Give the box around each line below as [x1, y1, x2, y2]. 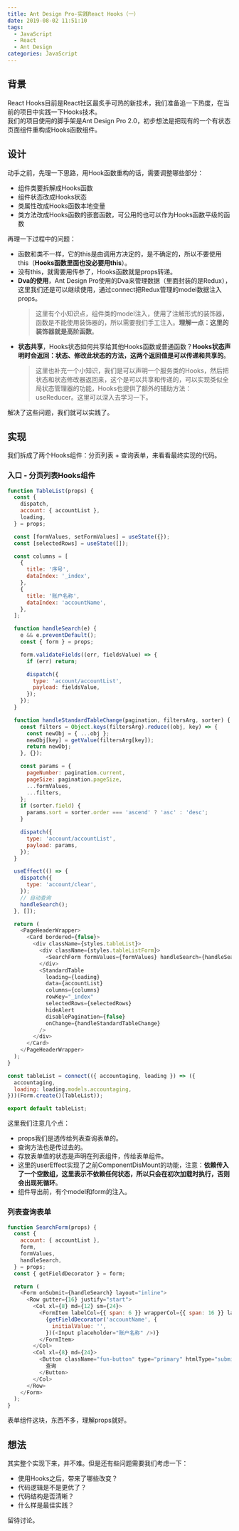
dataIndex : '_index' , [26, 573, 91, 580]
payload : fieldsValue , [33, 684, 100, 691]
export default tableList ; [7, 1105, 87, 1112]
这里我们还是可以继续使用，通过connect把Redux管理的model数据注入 [17, 285, 222, 294]
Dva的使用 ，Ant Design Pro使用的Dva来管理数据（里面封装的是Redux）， [17, 276, 232, 285]
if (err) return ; [26, 658, 78, 665]
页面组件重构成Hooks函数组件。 [7, 125, 102, 134]
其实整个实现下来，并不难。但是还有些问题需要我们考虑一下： [7, 1458, 188, 1468]
